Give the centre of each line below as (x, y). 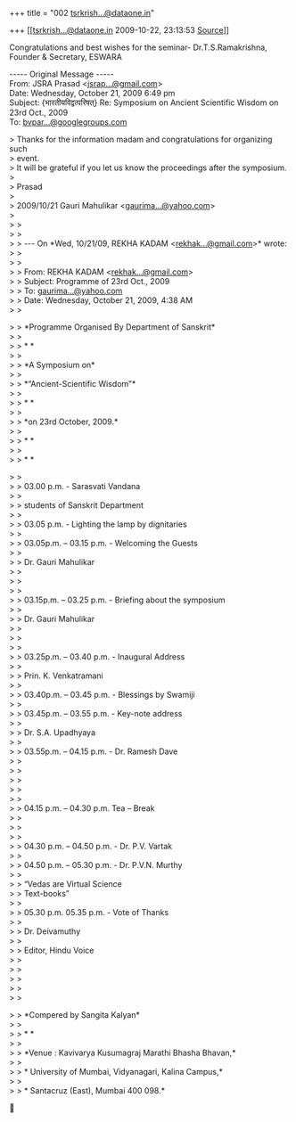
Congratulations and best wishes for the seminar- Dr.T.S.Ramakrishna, (138, 47)
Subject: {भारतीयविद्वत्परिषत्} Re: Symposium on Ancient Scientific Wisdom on (144, 102)
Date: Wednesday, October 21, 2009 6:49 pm (92, 93)
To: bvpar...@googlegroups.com (68, 122)
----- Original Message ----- (62, 74)
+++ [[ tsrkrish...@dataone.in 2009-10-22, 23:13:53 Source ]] (119, 30)
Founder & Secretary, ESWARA (66, 57)
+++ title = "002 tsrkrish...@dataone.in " (82, 13)
